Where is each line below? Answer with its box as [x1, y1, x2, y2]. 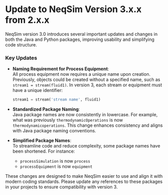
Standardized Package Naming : [12, 106, 80, 112]
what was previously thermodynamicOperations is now [12, 117, 123, 123]
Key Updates [5, 54, 38, 61]
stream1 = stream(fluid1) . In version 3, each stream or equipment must [12, 82, 162, 88]
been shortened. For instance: [12, 148, 75, 155]
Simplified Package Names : [12, 137, 71, 143]
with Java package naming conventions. [12, 128, 97, 134]
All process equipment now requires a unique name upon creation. [12, 71, 151, 77]
